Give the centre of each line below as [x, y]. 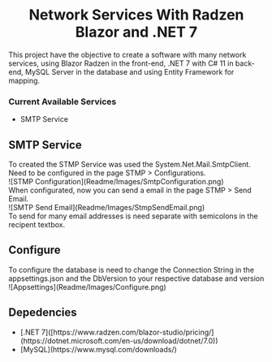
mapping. [24, 80]
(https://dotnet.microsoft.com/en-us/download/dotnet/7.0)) [119, 340]
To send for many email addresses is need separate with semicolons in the [133, 216]
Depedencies [43, 313]
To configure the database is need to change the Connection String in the [131, 269]
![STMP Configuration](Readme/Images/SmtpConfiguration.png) [117, 182]
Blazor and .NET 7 [136, 32]
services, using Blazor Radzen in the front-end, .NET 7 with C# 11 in [121, 63]
